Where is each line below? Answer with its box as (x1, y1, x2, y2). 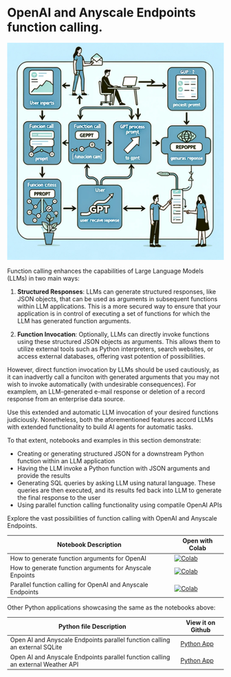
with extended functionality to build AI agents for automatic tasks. (7, 423, 194, 431)
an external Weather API (10, 660, 79, 668)
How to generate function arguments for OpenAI (10, 554, 146, 563)
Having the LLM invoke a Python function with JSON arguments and (16, 464, 210, 472)
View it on (186, 618, 216, 627)
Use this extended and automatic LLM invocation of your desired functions (7, 408, 219, 416)
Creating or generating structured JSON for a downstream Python (16, 449, 204, 458)
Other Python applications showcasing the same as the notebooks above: (7, 603, 216, 612)
